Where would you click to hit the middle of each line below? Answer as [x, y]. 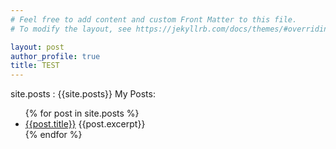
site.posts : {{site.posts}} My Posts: [83, 94]
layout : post [37, 47]
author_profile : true [55, 56]
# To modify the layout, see [71, 29]
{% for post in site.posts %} [82, 113]
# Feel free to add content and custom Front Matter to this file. [154, 19]
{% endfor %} [53, 135]
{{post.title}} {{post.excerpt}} [85, 124]
